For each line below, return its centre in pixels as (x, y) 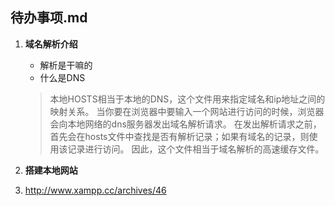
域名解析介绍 (51, 44)
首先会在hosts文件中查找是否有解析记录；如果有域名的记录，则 (179, 136)
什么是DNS (62, 77)
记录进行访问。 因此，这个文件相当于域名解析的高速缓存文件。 (196, 149)
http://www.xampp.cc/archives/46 (95, 190)
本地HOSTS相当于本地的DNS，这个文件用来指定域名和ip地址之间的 (187, 99)
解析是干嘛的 (66, 65)
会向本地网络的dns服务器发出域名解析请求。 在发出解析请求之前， (185, 124)
